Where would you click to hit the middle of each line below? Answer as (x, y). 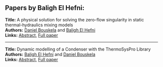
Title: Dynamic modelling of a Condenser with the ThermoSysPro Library (78, 49)
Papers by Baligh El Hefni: (45, 8)
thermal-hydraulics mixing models (39, 25)
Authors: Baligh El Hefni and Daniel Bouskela (50, 54)
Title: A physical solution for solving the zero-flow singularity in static (74, 19)
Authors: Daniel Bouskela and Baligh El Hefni (50, 30)
